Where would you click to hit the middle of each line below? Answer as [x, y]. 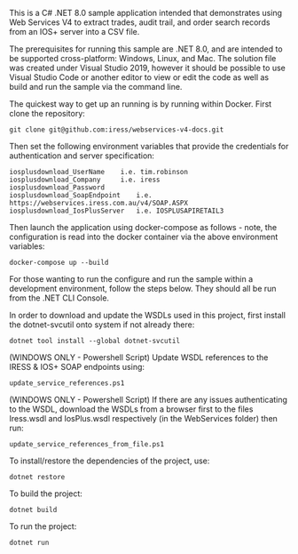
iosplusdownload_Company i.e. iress [85, 180]
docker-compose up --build [59, 262]
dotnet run [29, 542]
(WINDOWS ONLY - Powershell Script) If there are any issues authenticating [149, 400]
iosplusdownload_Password [57, 188]
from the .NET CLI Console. [59, 298]
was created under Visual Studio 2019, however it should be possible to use [147, 68]
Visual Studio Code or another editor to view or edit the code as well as [139, 77]
